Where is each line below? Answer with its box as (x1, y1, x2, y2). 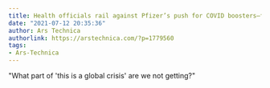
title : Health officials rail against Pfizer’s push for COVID (8, 11, 225, 20)
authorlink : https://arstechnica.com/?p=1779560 (8, 34, 174, 42)
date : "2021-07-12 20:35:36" (8, 19, 106, 27)
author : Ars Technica (8, 26, 81, 34)
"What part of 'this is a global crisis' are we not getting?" (8, 71, 196, 80)
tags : (8, 42, 27, 50)
